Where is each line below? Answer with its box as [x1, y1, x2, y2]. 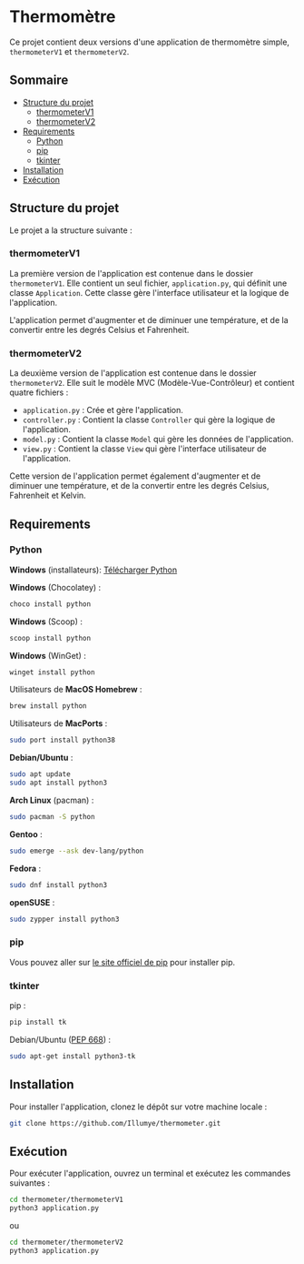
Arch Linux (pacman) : [9, 794, 94, 805]
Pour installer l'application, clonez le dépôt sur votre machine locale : [9, 1101, 268, 1112]
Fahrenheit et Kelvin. [9, 490, 86, 501]
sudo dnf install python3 [9, 880, 107, 889]
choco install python [9, 599, 92, 609]
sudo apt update [9, 770, 71, 779]
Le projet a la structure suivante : [9, 225, 133, 236]
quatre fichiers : [9, 387, 69, 398]
